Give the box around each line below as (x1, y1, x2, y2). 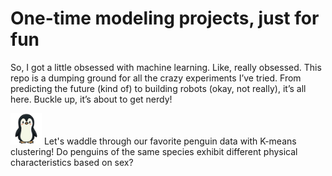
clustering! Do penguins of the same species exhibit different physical (10, 145, 298, 157)
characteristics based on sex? (10, 156, 134, 168)
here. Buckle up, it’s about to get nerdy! (10, 93, 173, 105)
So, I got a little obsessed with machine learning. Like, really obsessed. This (10, 61, 322, 73)
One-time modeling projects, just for (10, 7, 320, 30)
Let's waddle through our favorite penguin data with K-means (43, 135, 297, 147)
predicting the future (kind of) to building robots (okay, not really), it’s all (10, 82, 307, 94)
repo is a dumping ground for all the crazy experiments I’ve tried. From (10, 72, 302, 84)
